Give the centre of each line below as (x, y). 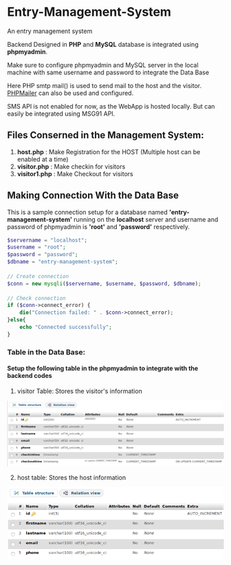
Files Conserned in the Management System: (106, 135)
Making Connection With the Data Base (93, 196)
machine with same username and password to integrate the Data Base (108, 72)
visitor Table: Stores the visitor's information (79, 391)
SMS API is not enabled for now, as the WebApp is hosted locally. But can (111, 106)
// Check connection (37, 298)
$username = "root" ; (37, 247)
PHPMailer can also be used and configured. (70, 93)
